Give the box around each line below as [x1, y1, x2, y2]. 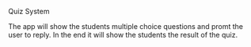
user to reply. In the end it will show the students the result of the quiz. [8, 31, 238, 39]
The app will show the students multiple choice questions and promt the [8, 22, 244, 31]
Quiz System [8, 7, 50, 16]
